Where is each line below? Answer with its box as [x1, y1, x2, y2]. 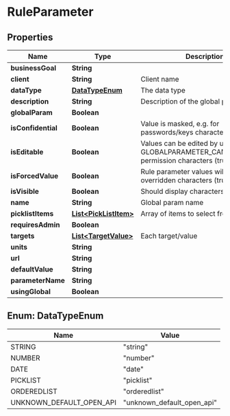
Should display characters [140, 186, 225, 196]
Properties [7, 32, 53, 43]
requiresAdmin [10, 220, 60, 230]
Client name [140, 75, 179, 84]
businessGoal [10, 63, 57, 73]
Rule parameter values [140, 167, 214, 176]
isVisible [10, 186, 40, 196]
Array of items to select [140, 209, 216, 218]
